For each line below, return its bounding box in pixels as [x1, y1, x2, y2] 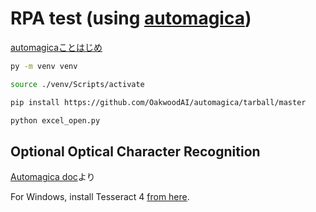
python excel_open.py [10, 115, 101, 126]
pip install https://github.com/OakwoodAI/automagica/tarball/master [10, 97, 307, 107]
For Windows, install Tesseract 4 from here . [10, 191, 190, 203]
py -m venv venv [10, 61, 78, 71]
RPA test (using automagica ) [10, 7, 252, 30]
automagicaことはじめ [10, 41, 103, 53]
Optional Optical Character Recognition [10, 143, 261, 160]
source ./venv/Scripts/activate [10, 79, 145, 89]
